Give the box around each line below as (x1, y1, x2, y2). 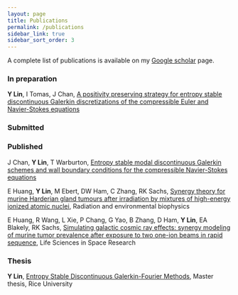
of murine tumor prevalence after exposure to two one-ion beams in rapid (7, 230, 223, 239)
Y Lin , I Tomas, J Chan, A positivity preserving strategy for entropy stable (7, 90, 222, 99)
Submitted (7, 123, 45, 133)
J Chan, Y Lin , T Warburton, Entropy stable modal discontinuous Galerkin (7, 157, 222, 167)
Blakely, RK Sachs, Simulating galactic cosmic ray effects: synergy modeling (7, 223, 231, 231)
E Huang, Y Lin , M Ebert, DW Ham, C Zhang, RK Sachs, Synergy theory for (7, 187, 226, 195)
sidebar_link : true (7, 30, 65, 38)
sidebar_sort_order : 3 (7, 37, 75, 44)
